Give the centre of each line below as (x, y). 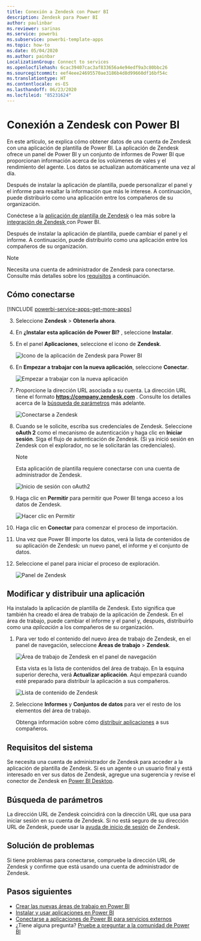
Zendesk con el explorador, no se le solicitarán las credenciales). (95, 445)
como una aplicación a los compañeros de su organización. (80, 627)
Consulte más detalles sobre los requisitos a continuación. (79, 275)
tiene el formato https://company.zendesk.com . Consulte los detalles (103, 396)
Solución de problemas (51, 846)
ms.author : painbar (31, 56)
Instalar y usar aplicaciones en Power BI (65, 912)
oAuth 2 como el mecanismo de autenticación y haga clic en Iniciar (99, 432)
